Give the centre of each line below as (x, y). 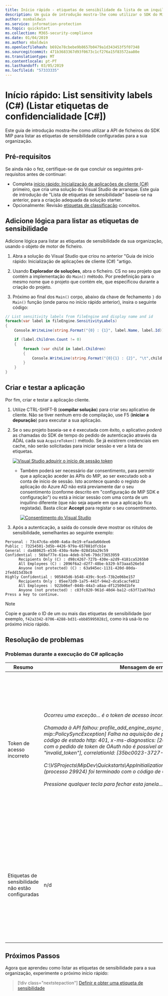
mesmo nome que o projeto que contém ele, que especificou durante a (85, 282)
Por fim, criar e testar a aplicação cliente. (47, 400)
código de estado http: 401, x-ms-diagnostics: (100, 740)
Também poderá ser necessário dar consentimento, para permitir (87, 470)
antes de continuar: (46, 174)
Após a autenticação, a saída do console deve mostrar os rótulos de (82, 527)
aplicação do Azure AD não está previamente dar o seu (77, 486)
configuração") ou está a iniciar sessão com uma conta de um (84, 497)
